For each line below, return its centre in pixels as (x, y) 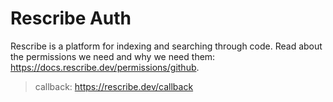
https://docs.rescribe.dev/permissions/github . (105, 67)
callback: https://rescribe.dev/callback (114, 86)
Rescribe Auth (71, 18)
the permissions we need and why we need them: (113, 56)
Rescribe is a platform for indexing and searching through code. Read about (166, 46)
